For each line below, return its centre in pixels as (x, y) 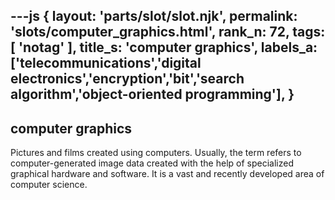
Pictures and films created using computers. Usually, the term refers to (156, 153)
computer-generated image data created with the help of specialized (152, 163)
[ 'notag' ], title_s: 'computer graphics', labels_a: (164, 47)
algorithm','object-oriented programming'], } (152, 94)
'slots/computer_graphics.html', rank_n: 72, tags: (168, 32)
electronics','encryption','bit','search (127, 79)
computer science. (49, 185)
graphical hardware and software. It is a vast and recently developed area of (167, 174)
